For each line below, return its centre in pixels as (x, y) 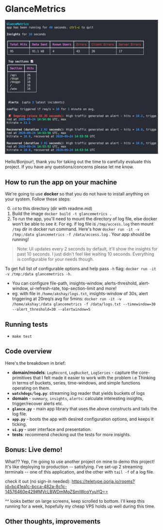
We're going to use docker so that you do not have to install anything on (77, 194)
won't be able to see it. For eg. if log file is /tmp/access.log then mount (83, 224)
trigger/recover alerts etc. (38, 403)
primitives (22, 377)
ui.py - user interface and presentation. (52, 429)
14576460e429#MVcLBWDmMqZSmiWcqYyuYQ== (57, 492)
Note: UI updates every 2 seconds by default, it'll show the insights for (87, 249)
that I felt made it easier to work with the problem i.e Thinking (94, 377)
